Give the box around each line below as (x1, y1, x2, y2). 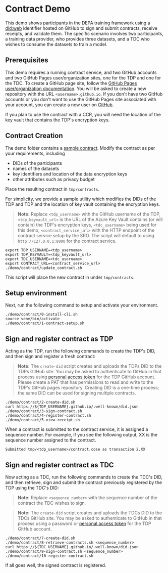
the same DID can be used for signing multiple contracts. (17, 390, 136, 396)
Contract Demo (5, 3, 71, 15)
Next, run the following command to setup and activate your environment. (5, 302, 159, 308)
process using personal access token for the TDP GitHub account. (17, 374, 155, 380)
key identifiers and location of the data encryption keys (12, 170, 128, 177)
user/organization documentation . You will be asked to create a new (5, 85, 146, 92)
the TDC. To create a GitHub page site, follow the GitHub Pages (5, 80, 137, 86)
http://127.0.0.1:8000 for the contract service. (17, 238, 117, 244)
